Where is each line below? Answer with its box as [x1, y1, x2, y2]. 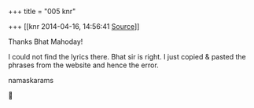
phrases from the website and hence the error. [8, 60, 159, 70]
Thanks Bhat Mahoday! [8, 37, 83, 46]
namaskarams [8, 76, 53, 85]
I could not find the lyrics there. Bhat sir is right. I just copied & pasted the [8, 52, 246, 61]
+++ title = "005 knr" [8, 7, 76, 16]
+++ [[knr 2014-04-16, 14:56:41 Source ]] [8, 22, 140, 31]
